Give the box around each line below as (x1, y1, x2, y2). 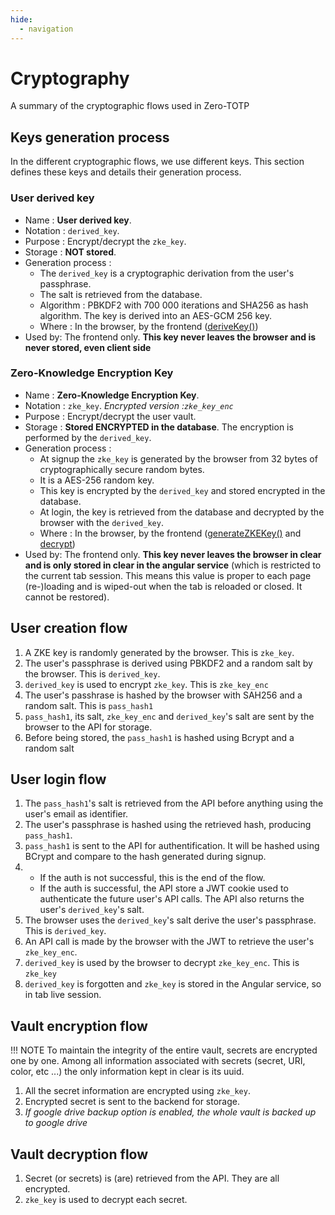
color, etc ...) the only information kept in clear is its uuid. (10, 1066, 245, 1078)
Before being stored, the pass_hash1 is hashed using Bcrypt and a (24, 731, 295, 743)
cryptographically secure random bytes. (39, 463, 205, 475)
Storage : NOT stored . (24, 246, 117, 258)
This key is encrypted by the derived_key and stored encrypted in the (39, 484, 326, 496)
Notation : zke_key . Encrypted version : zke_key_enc (24, 399, 234, 411)
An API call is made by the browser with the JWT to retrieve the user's (24, 936, 315, 948)
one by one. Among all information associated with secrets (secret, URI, (10, 1055, 306, 1067)
